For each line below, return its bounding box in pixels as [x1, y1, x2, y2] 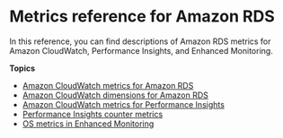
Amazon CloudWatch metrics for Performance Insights [22, 99, 225, 109]
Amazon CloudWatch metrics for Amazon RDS [22, 80, 194, 91]
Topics [9, 63, 36, 73]
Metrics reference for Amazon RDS [9, 6, 276, 27]
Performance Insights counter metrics [22, 108, 164, 119]
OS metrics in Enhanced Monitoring [22, 118, 155, 129]
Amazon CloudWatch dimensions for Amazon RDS [22, 90, 208, 100]
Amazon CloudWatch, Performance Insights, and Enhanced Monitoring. [9, 45, 274, 56]
